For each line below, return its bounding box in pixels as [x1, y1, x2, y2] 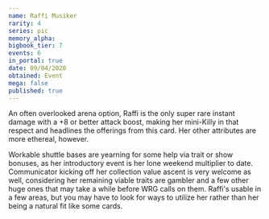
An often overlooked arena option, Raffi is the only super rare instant [8, 109, 235, 118]
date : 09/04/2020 [8, 64, 67, 72]
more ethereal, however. [8, 134, 89, 144]
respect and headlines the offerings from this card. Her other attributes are [8, 126, 256, 135]
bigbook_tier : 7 [8, 42, 63, 50]
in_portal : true [8, 57, 63, 65]
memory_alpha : [8, 34, 56, 43]
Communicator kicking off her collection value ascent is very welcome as [8, 167, 251, 177]
